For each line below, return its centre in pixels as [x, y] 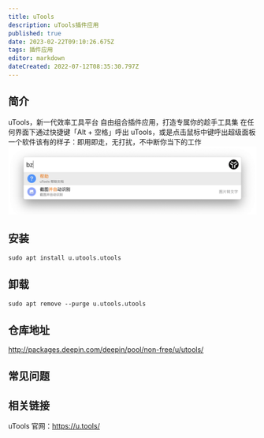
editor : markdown [37, 58]
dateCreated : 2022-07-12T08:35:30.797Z [74, 67]
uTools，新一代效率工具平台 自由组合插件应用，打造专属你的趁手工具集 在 [128, 122]
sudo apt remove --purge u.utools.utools [77, 304]
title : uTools [32, 17]
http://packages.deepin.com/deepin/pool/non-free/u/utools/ [106, 349]
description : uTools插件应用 [54, 25]
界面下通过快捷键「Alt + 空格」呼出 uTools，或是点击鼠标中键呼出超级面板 [135, 132]
